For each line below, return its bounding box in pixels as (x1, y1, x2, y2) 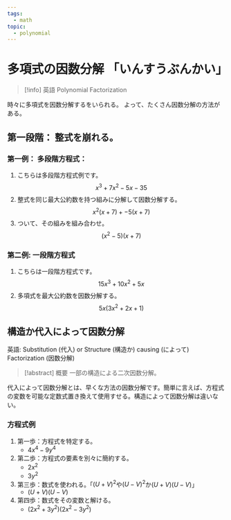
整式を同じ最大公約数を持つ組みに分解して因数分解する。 (17, 195, 181, 203)
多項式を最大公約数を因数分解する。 (17, 291, 121, 300)
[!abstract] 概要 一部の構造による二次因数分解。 (24, 369, 160, 377)
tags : (7, 10, 23, 17)
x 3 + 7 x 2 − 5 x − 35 (95, 182, 147, 191)
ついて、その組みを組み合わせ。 (17, 219, 109, 227)
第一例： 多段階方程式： (7, 154, 87, 164)
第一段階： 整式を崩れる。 (7, 131, 119, 143)
